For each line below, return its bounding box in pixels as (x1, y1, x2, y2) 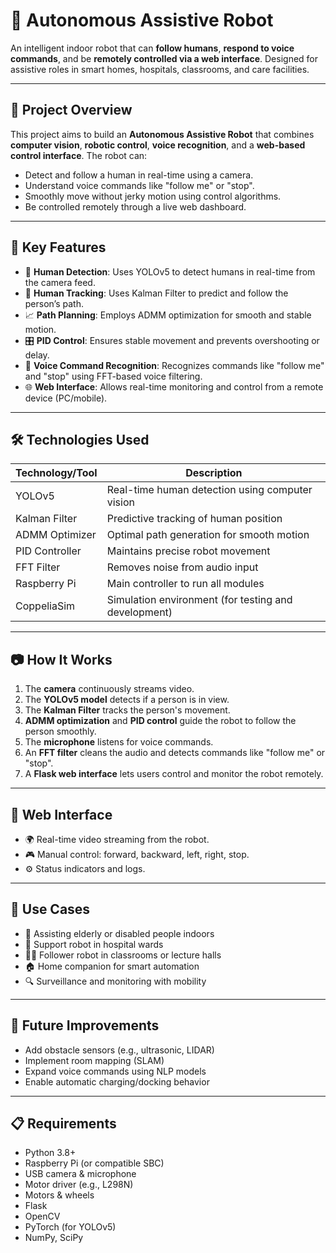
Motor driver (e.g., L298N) (24, 1179, 134, 1191)
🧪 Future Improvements (10, 1017, 160, 1034)
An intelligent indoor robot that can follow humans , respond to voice (10, 42, 295, 54)
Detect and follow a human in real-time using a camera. (24, 169, 254, 181)
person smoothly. (24, 725, 97, 738)
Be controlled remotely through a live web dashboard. (24, 200, 247, 213)
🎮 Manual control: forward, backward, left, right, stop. (24, 849, 250, 860)
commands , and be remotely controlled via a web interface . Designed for (10, 52, 319, 64)
